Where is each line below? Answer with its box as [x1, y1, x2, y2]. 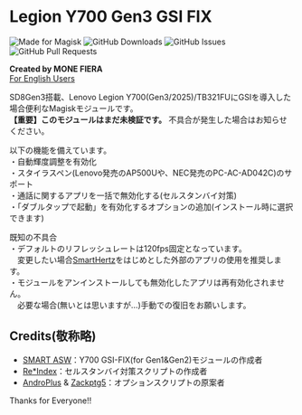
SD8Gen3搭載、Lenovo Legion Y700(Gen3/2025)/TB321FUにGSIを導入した [9, 91, 292, 102]
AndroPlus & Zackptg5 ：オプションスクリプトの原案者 [22, 377, 225, 388]
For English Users [9, 72, 75, 83]
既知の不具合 [9, 231, 57, 242]
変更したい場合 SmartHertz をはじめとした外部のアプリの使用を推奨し [16, 254, 274, 265]
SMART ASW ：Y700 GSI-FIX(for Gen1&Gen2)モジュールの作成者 [22, 354, 263, 365]
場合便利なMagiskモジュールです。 [9, 102, 138, 114]
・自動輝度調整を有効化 [9, 156, 97, 166]
